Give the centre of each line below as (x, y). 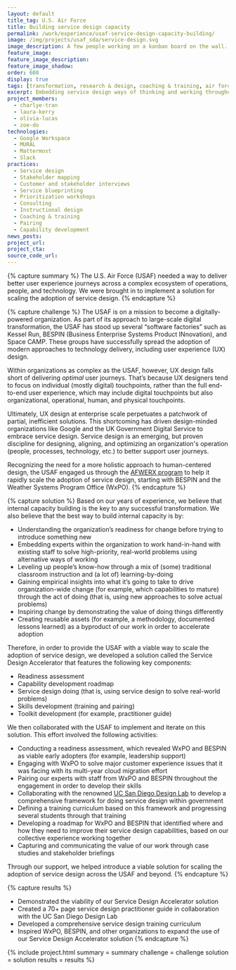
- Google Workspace (42, 138)
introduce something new (54, 537)
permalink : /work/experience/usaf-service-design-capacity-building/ (111, 33)
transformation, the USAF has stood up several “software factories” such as (117, 327)
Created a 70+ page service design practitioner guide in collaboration (118, 909)
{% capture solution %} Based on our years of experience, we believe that (115, 501)
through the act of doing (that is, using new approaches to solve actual (120, 596)
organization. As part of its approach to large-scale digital (118, 319)
